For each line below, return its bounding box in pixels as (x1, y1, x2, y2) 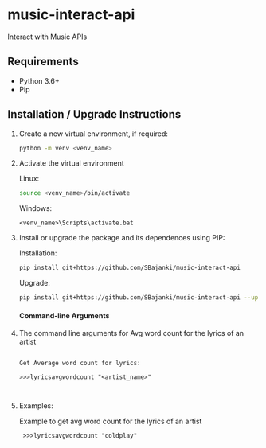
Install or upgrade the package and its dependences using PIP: (18, 233, 225, 243)
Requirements (7, 55, 79, 68)
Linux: (18, 173, 40, 184)
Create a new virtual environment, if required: (18, 129, 169, 138)
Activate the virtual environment (18, 158, 124, 168)
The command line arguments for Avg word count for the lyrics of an (18, 329, 244, 338)
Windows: (18, 204, 53, 213)
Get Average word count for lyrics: (18, 360, 141, 368)
